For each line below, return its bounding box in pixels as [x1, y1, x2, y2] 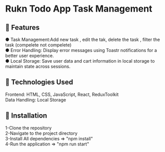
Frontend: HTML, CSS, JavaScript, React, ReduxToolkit [5, 91, 119, 97]
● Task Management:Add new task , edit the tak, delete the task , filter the [5, 36, 160, 42]
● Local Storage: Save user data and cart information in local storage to [5, 58, 155, 64]
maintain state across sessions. [5, 64, 71, 69]
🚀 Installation [5, 112, 47, 120]
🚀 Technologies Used [5, 78, 73, 86]
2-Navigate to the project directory [5, 130, 78, 136]
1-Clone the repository [5, 125, 52, 131]
